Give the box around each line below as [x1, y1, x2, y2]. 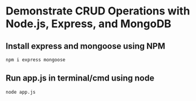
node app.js [5, 89, 36, 95]
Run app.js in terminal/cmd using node [5, 73, 155, 84]
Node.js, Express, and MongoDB [5, 17, 172, 31]
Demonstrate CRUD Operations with [5, 4, 191, 18]
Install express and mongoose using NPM [5, 41, 166, 51]
